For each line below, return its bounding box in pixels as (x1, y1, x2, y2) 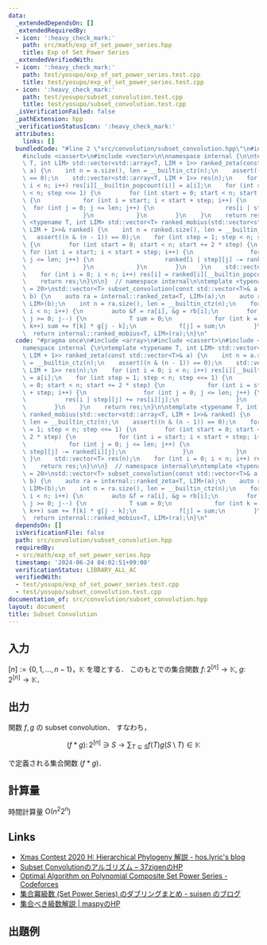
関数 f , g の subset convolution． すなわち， (8, 722, 152, 732)
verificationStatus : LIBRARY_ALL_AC (15, 566, 137, 574)
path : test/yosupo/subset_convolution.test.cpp (22, 93, 183, 101)
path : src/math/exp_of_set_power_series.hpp (22, 41, 172, 49)
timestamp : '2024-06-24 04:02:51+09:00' (15, 558, 151, 567)
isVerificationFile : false (15, 529, 105, 537)
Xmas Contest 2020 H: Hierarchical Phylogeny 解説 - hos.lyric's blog (19, 852, 246, 862)
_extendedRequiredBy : (15, 26, 87, 34)
